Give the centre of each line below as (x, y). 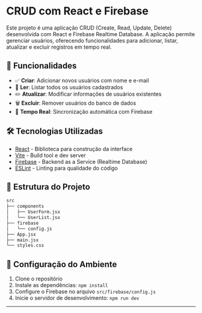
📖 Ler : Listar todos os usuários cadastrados (69, 87)
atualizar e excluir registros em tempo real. (59, 47)
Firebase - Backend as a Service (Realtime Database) (81, 161)
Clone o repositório (39, 279)
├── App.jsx (21, 234)
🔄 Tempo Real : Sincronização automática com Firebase (84, 111)
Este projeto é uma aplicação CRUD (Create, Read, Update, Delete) (89, 28)
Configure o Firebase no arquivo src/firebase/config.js (85, 292)
